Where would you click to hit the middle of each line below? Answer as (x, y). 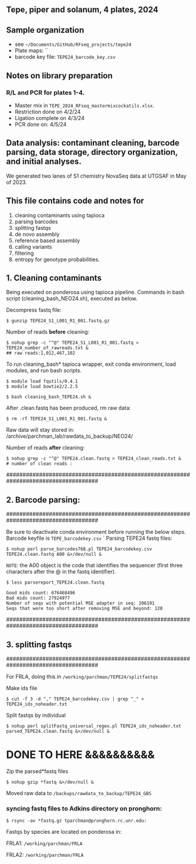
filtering (24, 253)
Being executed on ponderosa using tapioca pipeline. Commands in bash (95, 292)
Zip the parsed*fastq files (37, 771)
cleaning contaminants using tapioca (60, 215)
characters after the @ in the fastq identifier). (61, 572)
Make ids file (22, 688)
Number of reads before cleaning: (48, 332)
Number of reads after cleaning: (45, 448)
